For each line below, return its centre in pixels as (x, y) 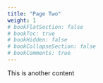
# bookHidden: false (38, 40)
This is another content (41, 73)
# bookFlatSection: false (45, 27)
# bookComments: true (39, 53)
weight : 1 (22, 20)
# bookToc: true (31, 33)
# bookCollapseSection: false (52, 46)
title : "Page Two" (34, 14)
